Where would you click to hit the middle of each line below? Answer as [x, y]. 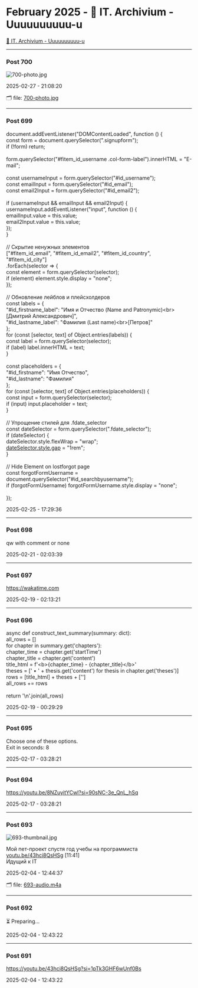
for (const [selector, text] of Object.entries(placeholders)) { [78, 391]
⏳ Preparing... [23, 921]
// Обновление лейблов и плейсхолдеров [58, 297]
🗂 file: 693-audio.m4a [34, 885]
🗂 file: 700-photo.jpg [32, 98]
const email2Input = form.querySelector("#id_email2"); [73, 190]
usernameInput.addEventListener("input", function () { [72, 209]
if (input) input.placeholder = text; [47, 403]
